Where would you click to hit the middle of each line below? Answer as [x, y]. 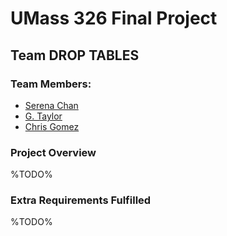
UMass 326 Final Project [114, 18]
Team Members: [51, 84]
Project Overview [53, 152]
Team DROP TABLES [75, 55]
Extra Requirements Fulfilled [81, 200]
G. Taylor [43, 116]
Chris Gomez [52, 126]
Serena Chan [51, 105]
